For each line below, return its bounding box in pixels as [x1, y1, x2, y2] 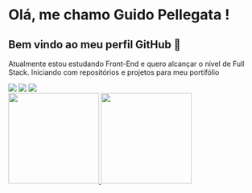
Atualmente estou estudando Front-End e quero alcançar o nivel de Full [8, 59, 245, 68]
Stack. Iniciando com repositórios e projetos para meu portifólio [8, 68, 220, 77]
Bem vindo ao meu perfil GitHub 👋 [8, 38, 181, 51]
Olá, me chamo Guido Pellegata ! [8, 6, 230, 24]
